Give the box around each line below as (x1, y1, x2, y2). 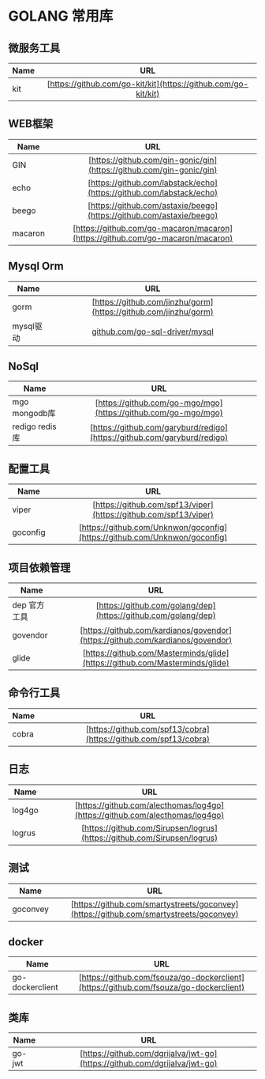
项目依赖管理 (8, 561, 71, 574)
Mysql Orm (8, 259, 65, 273)
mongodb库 (12, 408, 57, 419)
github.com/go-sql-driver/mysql (91, 326, 215, 337)
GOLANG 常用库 (8, 7, 114, 25)
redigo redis (12, 421, 57, 432)
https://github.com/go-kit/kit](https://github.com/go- (50, 78, 249, 89)
